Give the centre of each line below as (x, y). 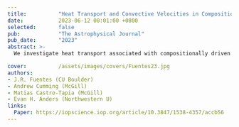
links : (17, 106)
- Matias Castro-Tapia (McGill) (55, 93)
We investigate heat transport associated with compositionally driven (122, 54)
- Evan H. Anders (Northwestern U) (60, 99)
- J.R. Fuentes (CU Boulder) (51, 79)
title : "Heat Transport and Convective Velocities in (103, 14)
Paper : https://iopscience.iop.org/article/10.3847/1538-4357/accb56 (119, 113)
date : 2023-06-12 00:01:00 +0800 (73, 21)
